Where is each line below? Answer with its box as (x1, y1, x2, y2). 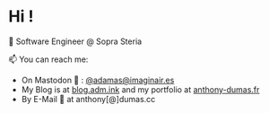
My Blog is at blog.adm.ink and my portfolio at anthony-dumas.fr (21, 83, 260, 95)
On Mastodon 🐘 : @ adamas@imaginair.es (21, 74, 175, 85)
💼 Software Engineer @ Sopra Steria (8, 36, 143, 47)
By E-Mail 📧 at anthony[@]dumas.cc (21, 93, 156, 104)
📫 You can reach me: (8, 54, 89, 65)
